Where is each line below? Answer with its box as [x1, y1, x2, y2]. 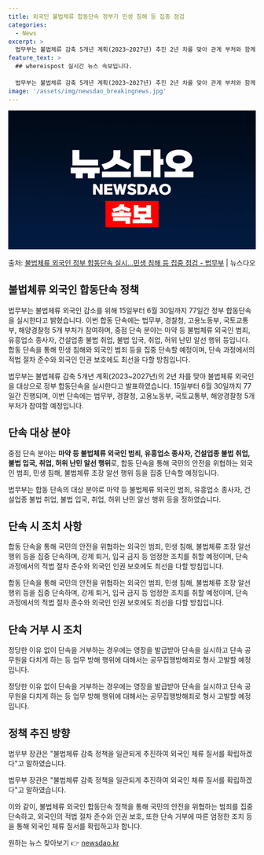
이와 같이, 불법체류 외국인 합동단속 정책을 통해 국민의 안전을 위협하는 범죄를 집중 [8, 802, 254, 812]
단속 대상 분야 [8, 426, 71, 440]
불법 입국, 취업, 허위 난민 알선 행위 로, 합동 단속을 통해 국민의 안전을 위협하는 [8, 458, 239, 467]
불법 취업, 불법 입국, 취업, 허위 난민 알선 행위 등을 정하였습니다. [28, 495, 222, 504]
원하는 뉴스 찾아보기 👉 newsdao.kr [8, 839, 119, 848]
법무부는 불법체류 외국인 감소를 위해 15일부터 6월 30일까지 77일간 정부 [8, 305, 225, 315]
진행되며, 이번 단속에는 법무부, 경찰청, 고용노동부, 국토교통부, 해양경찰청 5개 [22, 391, 255, 400]
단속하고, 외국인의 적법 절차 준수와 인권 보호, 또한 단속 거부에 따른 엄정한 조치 [8, 812, 245, 821]
